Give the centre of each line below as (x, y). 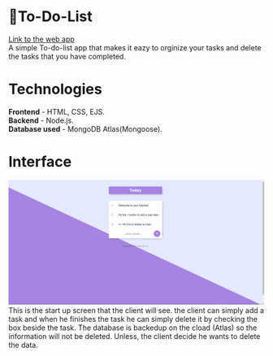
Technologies (56, 89)
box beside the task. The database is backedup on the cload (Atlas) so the (133, 328)
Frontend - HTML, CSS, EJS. (57, 111)
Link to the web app (41, 39)
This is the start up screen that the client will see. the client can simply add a (136, 310)
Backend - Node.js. (41, 120)
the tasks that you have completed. (67, 56)
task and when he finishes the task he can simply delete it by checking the (133, 319)
